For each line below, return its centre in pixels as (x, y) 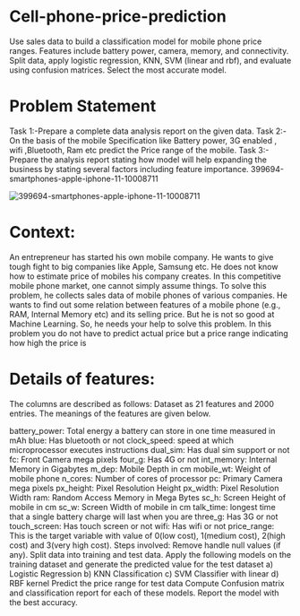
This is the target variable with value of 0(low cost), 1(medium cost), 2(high (148, 535)
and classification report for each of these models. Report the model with (144, 593)
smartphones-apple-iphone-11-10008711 (84, 178)
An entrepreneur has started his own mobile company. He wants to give (141, 256)
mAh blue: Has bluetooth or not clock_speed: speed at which (122, 440)
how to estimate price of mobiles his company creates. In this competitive (146, 276)
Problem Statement (83, 106)
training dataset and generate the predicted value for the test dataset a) (141, 564)
